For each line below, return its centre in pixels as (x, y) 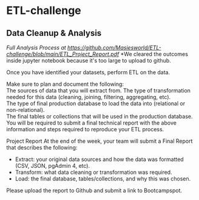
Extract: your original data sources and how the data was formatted (99, 159)
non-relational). (25, 110)
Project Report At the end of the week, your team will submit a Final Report (99, 141)
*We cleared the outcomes (154, 54)
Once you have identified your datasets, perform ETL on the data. (88, 72)
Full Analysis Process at (36, 47)
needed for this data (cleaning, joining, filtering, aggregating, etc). (89, 97)
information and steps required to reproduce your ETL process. (85, 129)
